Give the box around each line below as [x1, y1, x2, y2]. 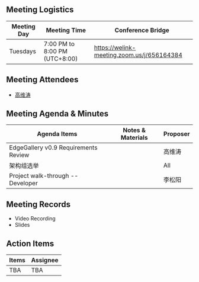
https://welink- [94, 43, 136, 52]
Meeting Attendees [6, 75, 79, 85]
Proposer [163, 130, 190, 138]
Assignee [31, 256, 59, 264]
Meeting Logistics [6, 5, 74, 15]
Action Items [6, 238, 54, 248]
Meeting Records [6, 199, 71, 209]
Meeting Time [46, 26, 86, 34]
